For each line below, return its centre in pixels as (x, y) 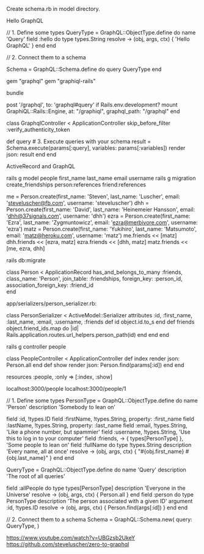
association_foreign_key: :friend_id (50, 285)
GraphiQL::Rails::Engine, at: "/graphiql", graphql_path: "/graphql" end (93, 111)
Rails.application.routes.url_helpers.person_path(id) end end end (88, 335)
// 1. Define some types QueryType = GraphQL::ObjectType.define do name (101, 32)
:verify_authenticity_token (38, 130)
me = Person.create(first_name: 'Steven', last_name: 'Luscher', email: (93, 196)
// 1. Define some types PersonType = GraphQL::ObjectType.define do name (102, 401)
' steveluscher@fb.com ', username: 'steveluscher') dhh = (78, 203)
